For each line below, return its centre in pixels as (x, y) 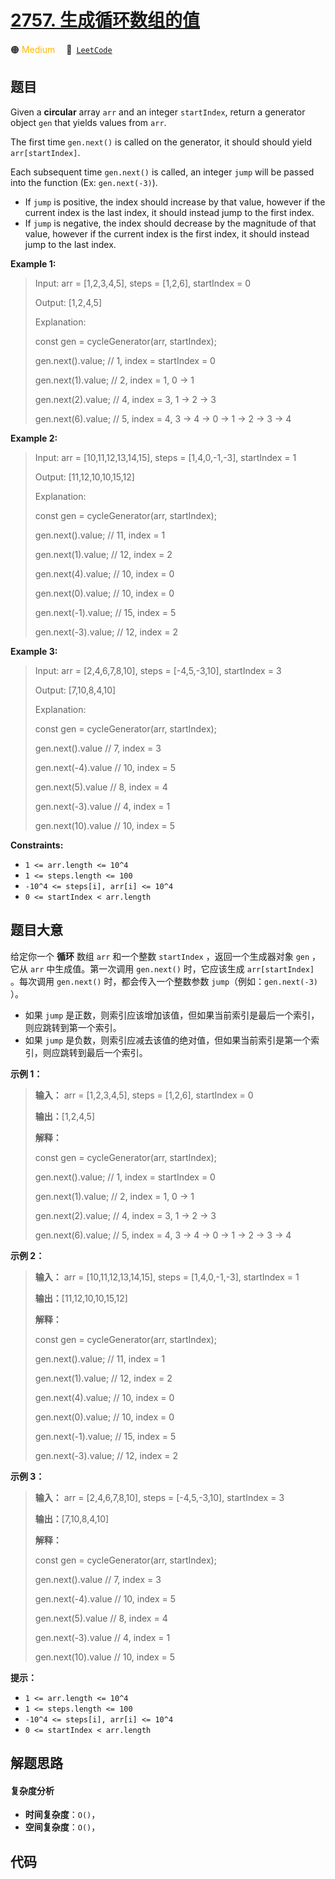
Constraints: (37, 845)
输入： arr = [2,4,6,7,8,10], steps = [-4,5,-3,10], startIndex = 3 (159, 1497)
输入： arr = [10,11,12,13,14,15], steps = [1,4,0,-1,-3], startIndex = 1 (167, 1277)
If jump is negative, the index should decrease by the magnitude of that (170, 223)
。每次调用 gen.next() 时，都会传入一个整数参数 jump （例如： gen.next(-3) (164, 981)
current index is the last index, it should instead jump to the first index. (169, 212)
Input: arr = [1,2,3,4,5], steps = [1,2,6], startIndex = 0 (143, 283)
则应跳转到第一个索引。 (73, 1027)
